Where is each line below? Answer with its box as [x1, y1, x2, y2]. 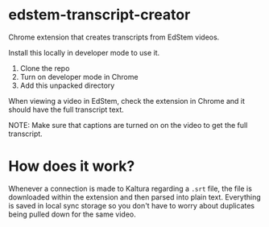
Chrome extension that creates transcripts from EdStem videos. [8, 32, 220, 42]
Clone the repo [19, 63, 70, 73]
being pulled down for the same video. [8, 209, 136, 219]
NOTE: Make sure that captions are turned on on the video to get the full [8, 120, 248, 130]
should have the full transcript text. [8, 105, 125, 114]
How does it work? [8, 157, 135, 175]
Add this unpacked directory [19, 80, 115, 90]
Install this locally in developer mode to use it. [8, 47, 160, 57]
